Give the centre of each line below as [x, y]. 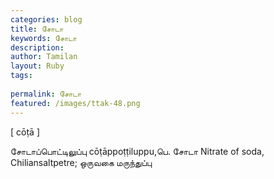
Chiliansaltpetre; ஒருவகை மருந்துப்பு [81, 162]
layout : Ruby [37, 66]
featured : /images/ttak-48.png [75, 103]
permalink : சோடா [46, 94]
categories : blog [46, 19]
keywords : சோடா [43, 38]
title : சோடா [37, 29]
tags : [21, 76]
